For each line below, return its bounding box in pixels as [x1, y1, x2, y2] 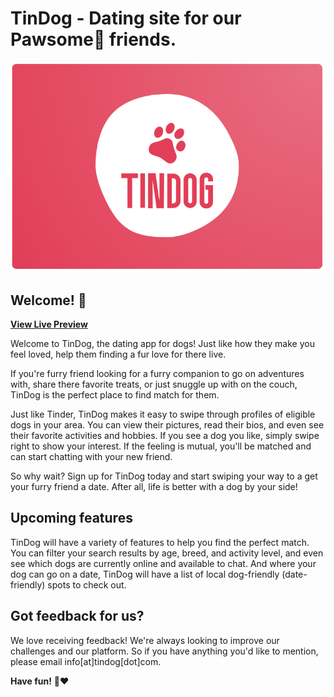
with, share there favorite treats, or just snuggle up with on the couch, [10, 378, 298, 390]
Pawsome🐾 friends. [10, 28, 177, 51]
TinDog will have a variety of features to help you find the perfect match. [10, 536, 310, 548]
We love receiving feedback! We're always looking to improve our [10, 634, 280, 646]
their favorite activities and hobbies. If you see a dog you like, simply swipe [10, 429, 320, 441]
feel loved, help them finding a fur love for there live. [10, 348, 227, 360]
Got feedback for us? [10, 608, 145, 625]
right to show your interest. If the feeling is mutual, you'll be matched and [10, 440, 312, 452]
